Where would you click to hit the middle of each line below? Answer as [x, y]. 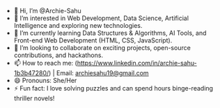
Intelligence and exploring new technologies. [78, 25]
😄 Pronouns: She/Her [45, 80]
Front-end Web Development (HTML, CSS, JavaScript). [93, 40]
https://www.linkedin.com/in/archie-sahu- [137, 63]
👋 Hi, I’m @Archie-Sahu [47, 11]
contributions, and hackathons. [58, 55]
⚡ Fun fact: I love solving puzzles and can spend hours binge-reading [113, 88]
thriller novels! [34, 98]
